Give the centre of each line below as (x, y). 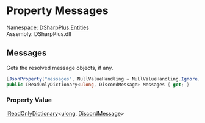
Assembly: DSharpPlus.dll (39, 33)
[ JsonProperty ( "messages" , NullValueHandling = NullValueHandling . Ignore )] (105, 79)
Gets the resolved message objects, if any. (60, 68)
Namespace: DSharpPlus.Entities (48, 27)
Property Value (29, 100)
